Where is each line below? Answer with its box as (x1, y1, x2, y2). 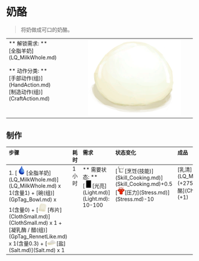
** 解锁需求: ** (8, 40, 47, 47)
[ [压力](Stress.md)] (115, 189, 170, 196)
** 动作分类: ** (8, 67, 47, 74)
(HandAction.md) (8, 81, 51, 88)
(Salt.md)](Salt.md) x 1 (8, 246, 65, 253)
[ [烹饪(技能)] (115, 167, 154, 175)
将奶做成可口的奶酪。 (20, 26, 73, 33)
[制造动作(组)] (8, 88, 43, 95)
